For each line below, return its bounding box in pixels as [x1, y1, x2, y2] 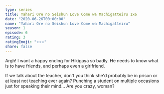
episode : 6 [5, 30, 28, 35]
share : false [5, 44, 32, 49]
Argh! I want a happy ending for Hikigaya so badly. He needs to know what [5, 57, 159, 63]
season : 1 [5, 26, 26, 31]
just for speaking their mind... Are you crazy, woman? [5, 83, 115, 89]
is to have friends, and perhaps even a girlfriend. [5, 63, 105, 69]
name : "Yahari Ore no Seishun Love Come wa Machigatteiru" [5, 21, 131, 26]
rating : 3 [5, 35, 26, 40]
